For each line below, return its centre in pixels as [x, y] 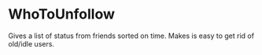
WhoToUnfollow [62, 14]
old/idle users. [31, 43]
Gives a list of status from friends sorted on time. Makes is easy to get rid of [131, 36]
